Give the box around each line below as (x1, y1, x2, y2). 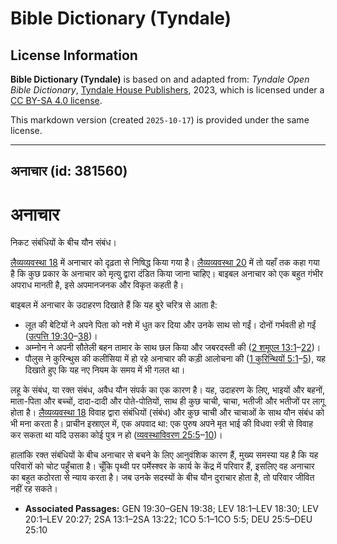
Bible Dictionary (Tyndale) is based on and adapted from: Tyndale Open (10, 73, 310, 85)
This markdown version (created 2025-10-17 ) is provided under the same (10, 114, 310, 126)
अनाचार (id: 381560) (10, 163, 128, 180)
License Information (10, 47, 138, 64)
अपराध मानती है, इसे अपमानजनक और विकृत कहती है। (10, 279, 185, 291)
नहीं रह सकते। (10, 483, 58, 495)
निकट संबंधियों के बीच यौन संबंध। (10, 237, 117, 249)
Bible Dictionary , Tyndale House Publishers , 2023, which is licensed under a (10, 84, 325, 96)
